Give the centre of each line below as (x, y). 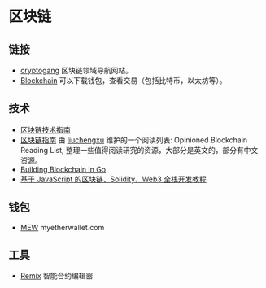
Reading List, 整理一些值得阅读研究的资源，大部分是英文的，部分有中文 (139, 150)
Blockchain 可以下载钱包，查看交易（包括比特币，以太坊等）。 (123, 81)
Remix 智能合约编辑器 (57, 276)
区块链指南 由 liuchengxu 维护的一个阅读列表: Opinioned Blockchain (134, 140)
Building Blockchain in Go (63, 169)
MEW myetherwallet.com (62, 227)
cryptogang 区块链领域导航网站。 (76, 70)
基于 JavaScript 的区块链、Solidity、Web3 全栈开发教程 (113, 179)
